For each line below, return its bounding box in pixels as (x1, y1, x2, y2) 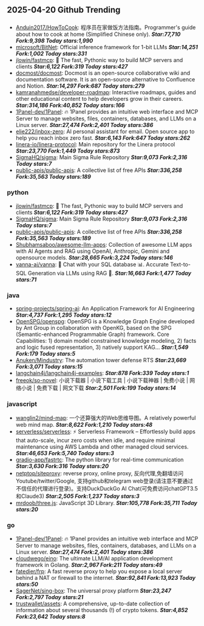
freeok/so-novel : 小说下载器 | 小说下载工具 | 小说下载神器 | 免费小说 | (15, 376, 189, 384)
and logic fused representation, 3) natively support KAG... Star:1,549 (15, 343, 189, 351)
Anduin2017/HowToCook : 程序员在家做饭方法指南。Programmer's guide (15, 24, 196, 31)
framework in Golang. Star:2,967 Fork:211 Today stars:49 (15, 561, 163, 568)
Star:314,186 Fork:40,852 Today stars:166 (15, 101, 125, 109)
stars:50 (15, 580, 38, 588)
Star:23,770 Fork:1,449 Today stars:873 (15, 147, 120, 154)
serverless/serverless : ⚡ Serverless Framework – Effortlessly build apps (15, 428, 196, 435)
